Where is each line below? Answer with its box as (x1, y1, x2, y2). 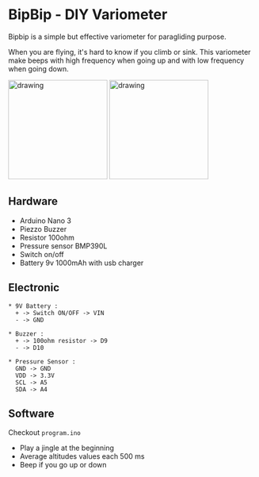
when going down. (8, 63, 69, 73)
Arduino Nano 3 (19, 216, 71, 225)
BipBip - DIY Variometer (8, 6, 168, 24)
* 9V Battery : (8, 302, 59, 310)
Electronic (8, 281, 60, 294)
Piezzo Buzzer (19, 224, 67, 233)
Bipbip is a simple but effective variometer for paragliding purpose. (8, 32, 227, 41)
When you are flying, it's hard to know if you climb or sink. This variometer (8, 47, 251, 56)
